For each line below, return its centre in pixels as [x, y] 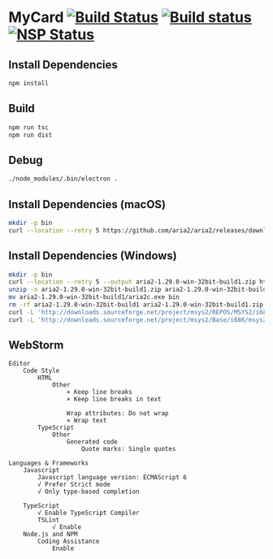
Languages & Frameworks [49, 463]
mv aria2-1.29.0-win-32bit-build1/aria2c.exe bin [94, 297]
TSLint [49, 520]
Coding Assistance [69, 542]
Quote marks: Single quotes [128, 449]
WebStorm [36, 345]
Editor [19, 364]
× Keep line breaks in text [114, 399]
